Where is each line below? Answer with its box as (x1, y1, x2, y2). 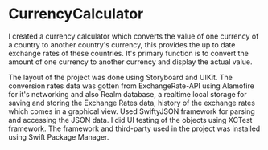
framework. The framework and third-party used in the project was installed (8, 124, 261, 133)
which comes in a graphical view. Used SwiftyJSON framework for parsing (8, 106, 255, 116)
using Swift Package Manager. (8, 132, 109, 141)
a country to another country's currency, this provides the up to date (8, 39, 236, 49)
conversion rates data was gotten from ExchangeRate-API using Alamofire (8, 81, 255, 91)
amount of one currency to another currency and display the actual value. (8, 57, 253, 67)
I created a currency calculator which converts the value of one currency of (8, 31, 259, 41)
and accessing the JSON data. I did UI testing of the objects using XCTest (8, 115, 253, 124)
